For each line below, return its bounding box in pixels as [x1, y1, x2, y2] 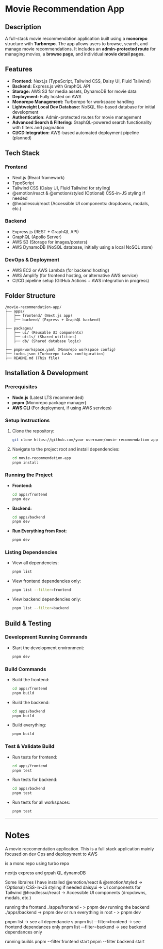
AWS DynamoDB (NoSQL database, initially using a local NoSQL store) [12, 244, 153, 250]
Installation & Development [5, 369, 88, 377]
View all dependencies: [12, 560, 59, 566]
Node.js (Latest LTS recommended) [12, 395, 84, 400]
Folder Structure [5, 292, 56, 300]
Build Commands [5, 666, 47, 673]
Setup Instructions [5, 417, 50, 424]
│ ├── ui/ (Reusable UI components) [5, 330, 83, 335]
